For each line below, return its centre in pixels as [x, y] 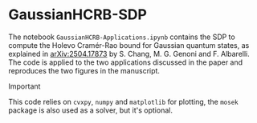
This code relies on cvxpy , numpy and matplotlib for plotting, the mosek [123, 101]
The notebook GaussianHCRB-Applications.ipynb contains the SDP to [122, 37]
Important [24, 86]
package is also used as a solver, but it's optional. [90, 110]
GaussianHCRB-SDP [78, 15]
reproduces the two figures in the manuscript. [84, 70]
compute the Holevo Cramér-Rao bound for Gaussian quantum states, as [129, 45]
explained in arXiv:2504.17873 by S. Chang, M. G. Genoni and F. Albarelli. [129, 54]
